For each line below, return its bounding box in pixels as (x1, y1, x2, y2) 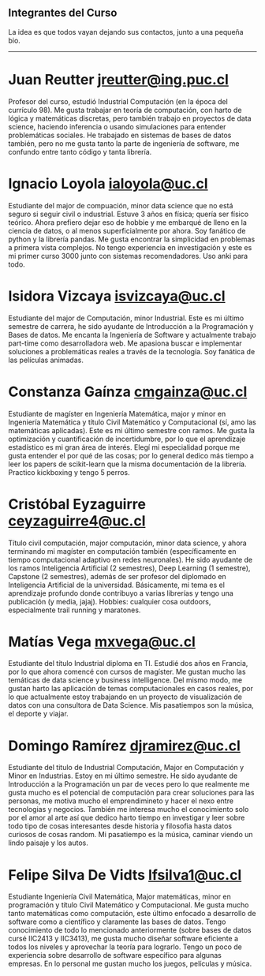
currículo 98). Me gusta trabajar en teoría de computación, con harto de (8, 105, 242, 114)
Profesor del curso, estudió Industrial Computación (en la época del (8, 96, 229, 106)
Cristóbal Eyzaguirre (8, 495, 146, 513)
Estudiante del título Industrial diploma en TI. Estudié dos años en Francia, (8, 659, 248, 668)
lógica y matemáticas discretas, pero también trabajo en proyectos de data (8, 114, 252, 123)
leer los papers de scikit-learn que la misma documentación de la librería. (8, 459, 247, 469)
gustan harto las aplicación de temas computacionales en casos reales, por (8, 684, 254, 694)
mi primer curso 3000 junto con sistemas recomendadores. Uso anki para (8, 251, 248, 260)
